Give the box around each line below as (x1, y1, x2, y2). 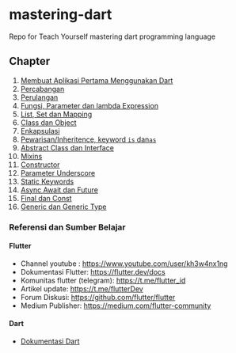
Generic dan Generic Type (20, 202, 107, 211)
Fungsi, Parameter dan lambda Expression (20, 101, 159, 110)
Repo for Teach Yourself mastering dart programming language (9, 32, 216, 41)
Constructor (20, 160, 60, 169)
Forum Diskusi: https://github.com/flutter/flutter (20, 292, 176, 302)
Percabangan (20, 84, 65, 93)
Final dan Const (20, 193, 72, 203)
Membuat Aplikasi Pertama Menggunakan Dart (20, 75, 173, 85)
